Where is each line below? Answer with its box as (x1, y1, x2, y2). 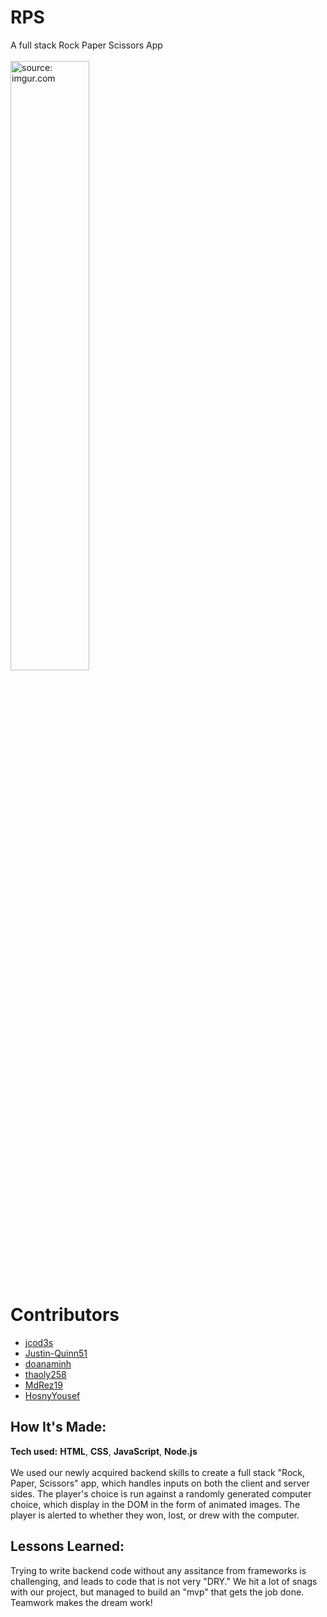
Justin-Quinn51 (24, 1347, 88, 1359)
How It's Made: (10, 1419, 107, 1436)
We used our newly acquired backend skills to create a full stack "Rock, (10, 1466, 306, 1478)
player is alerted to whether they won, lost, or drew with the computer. (10, 1509, 300, 1521)
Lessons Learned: (10, 1538, 125, 1555)
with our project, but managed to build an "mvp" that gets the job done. (10, 1586, 305, 1598)
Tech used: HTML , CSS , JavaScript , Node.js (10, 1445, 198, 1457)
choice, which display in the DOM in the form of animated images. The (10, 1498, 301, 1510)
